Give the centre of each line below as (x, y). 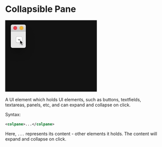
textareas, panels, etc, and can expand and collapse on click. (68, 105)
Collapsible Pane (41, 9)
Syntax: (13, 114)
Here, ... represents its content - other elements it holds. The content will (81, 134)
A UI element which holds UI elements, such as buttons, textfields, (73, 99)
